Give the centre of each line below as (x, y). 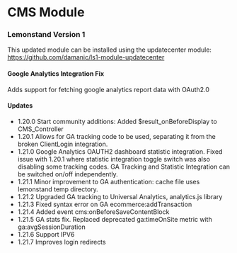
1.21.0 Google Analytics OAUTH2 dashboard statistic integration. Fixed (120, 151)
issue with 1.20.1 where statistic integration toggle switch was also (114, 159)
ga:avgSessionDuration (52, 227)
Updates (20, 106)
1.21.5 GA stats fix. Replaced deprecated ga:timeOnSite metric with (115, 219)
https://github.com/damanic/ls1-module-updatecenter (86, 57)
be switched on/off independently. (68, 174)
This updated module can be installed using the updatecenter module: (110, 50)
